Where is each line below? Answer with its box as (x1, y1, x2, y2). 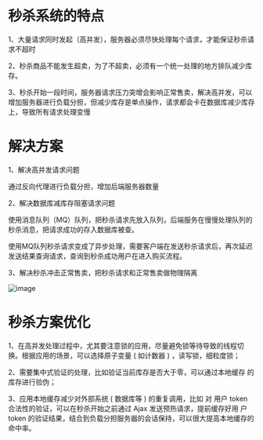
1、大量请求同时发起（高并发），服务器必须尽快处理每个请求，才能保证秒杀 (8, 35, 248, 44)
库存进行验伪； (8, 377, 56, 387)
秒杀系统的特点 (8, 7, 105, 25)
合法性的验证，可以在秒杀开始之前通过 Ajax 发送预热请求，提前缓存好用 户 (8, 403, 248, 413)
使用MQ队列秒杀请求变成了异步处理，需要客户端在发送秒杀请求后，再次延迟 (8, 241, 253, 251)
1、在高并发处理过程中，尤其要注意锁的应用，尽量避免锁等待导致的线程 (8, 340, 237, 350)
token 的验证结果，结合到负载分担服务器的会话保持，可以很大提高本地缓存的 (8, 413, 254, 423)
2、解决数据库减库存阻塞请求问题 (8, 198, 116, 208)
